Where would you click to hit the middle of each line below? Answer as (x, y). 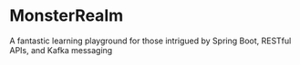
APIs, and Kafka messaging (61, 50)
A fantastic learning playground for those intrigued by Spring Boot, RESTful (150, 41)
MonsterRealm (67, 16)
